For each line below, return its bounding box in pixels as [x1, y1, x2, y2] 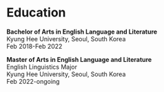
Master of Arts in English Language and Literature [6, 55, 152, 63]
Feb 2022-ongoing [6, 77, 60, 85]
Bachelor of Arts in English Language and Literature [6, 27, 158, 36]
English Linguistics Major [6, 62, 77, 71]
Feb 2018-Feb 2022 [6, 42, 63, 50]
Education [6, 5, 66, 21]
